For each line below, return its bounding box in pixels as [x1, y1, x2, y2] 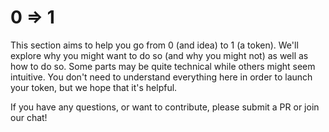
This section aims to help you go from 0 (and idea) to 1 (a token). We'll [10, 39, 299, 51]
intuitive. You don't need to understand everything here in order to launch [10, 71, 313, 83]
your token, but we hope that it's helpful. [10, 81, 178, 93]
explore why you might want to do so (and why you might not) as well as [10, 49, 309, 61]
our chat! [10, 111, 48, 123]
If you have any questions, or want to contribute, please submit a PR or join [10, 101, 320, 113]
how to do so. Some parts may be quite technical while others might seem [10, 60, 316, 72]
